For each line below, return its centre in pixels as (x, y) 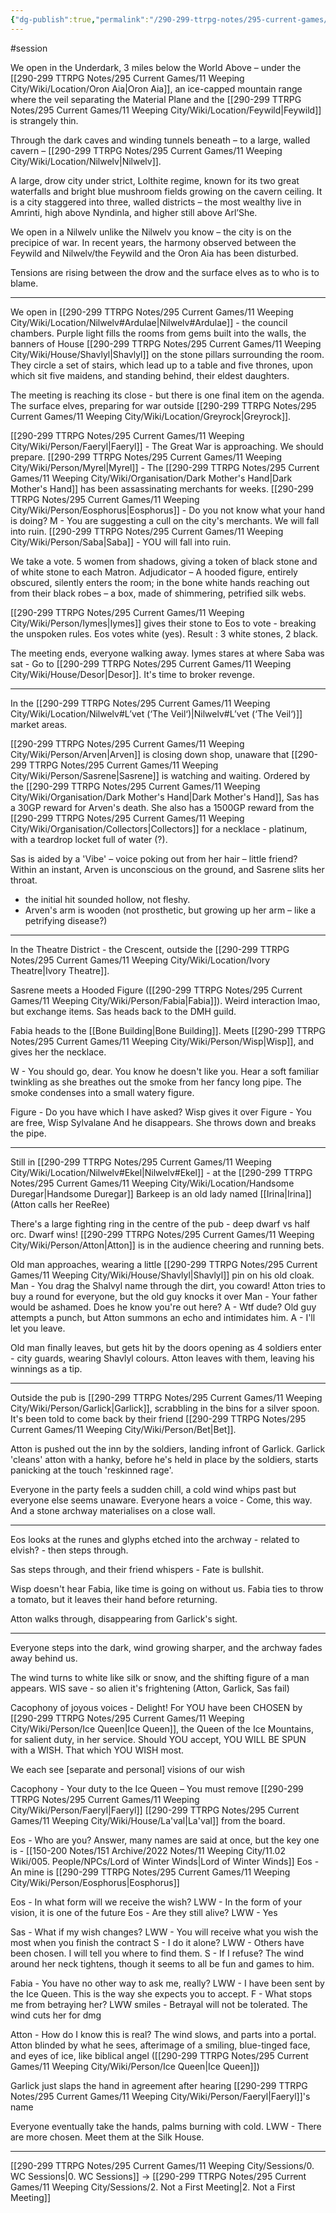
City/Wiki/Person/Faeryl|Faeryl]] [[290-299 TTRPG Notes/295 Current (155, 1810)
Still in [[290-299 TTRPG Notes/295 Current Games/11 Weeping (141, 1162)
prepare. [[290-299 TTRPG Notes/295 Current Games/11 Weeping (146, 457)
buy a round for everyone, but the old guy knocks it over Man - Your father (164, 1296)
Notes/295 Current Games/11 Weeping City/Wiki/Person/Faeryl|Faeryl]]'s (160, 2096)
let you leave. (38, 1328)
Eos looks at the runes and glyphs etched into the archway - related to (155, 1539)
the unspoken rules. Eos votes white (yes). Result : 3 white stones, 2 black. (164, 633)
